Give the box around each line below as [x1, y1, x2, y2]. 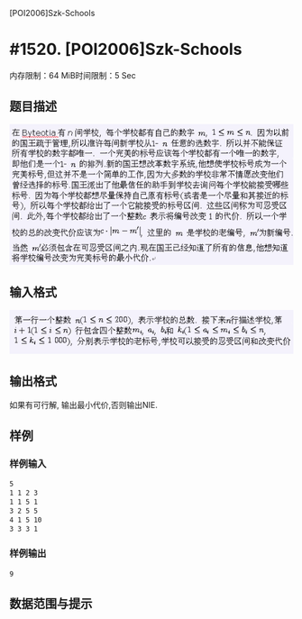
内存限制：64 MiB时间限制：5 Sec [9, 69, 137, 80]
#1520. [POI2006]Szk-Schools [9, 40, 243, 59]
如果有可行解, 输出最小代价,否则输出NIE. [9, 399, 158, 410]
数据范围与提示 [9, 596, 93, 612]
